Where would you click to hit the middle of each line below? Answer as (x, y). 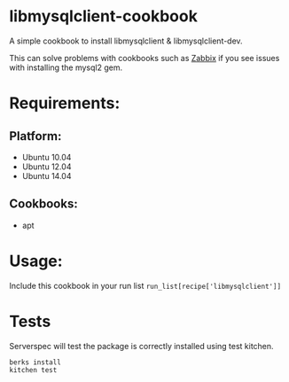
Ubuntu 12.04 (47, 167)
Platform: (35, 136)
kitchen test (33, 370)
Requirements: (65, 103)
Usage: (36, 261)
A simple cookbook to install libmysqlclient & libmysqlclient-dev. (126, 41)
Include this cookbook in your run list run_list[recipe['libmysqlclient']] (145, 285)
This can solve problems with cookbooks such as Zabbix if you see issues (144, 58)
